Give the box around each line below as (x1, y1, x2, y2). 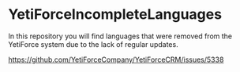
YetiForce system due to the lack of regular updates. (8, 39, 179, 49)
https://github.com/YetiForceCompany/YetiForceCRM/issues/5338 (8, 55, 224, 64)
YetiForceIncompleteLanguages (8, 5, 223, 23)
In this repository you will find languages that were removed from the (8, 31, 233, 41)
